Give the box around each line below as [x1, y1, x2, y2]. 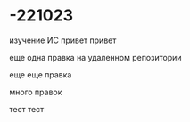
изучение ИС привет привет [9, 35, 117, 45]
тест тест [9, 103, 45, 114]
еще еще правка [9, 69, 72, 80]
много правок [9, 86, 62, 97]
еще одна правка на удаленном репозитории [9, 52, 182, 62]
